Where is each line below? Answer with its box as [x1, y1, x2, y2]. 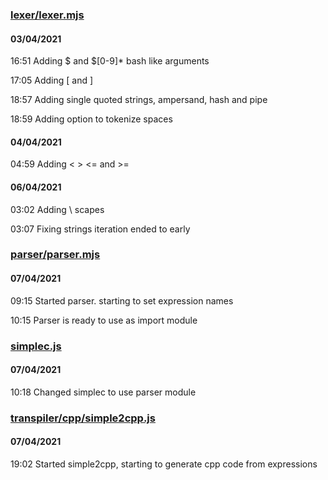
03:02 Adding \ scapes [10, 203, 105, 215]
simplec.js [10, 339, 62, 353]
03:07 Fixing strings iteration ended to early [10, 223, 191, 235]
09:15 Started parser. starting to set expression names [10, 294, 234, 307]
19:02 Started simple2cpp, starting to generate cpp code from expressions [10, 458, 318, 470]
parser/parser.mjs [10, 248, 101, 262]
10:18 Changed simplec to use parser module [10, 386, 197, 398]
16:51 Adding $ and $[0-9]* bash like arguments [10, 55, 210, 67]
